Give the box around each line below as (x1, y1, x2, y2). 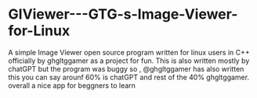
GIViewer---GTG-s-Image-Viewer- (8, 5, 238, 23)
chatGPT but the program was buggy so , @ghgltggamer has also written (8, 64, 244, 73)
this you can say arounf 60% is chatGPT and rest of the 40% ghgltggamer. (8, 72, 249, 82)
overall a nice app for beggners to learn (8, 80, 136, 90)
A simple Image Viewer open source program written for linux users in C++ (8, 47, 250, 57)
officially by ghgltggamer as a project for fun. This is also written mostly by (8, 56, 250, 65)
